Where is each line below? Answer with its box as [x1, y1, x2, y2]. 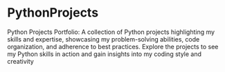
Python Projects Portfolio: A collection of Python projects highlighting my [7, 28, 215, 36]
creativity [7, 57, 35, 65]
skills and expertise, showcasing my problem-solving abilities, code [7, 35, 200, 43]
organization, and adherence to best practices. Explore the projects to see [7, 42, 219, 51]
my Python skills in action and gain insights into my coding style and [7, 50, 202, 58]
